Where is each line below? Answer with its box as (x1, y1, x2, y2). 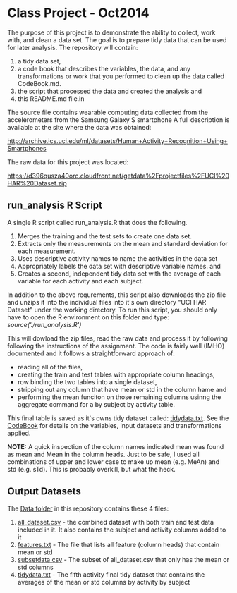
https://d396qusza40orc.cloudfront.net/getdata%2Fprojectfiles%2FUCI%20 (7, 171, 230, 180)
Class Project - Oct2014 (7, 5, 150, 21)
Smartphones (7, 144, 47, 152)
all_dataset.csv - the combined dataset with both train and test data (17, 518, 214, 526)
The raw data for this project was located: (7, 157, 129, 166)
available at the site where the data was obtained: (7, 123, 152, 131)
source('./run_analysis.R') (7, 320, 82, 329)
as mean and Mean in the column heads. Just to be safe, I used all (7, 450, 200, 458)
